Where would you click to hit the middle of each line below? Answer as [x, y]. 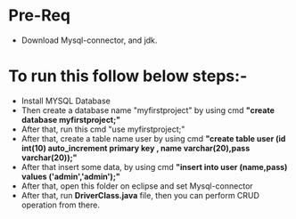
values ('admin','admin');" [71, 176]
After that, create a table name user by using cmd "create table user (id [153, 138]
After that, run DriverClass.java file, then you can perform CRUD [140, 195]
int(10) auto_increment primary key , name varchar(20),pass [136, 148]
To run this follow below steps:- [128, 76]
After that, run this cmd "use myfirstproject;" [103, 129]
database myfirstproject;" [71, 119]
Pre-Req [40, 16]
